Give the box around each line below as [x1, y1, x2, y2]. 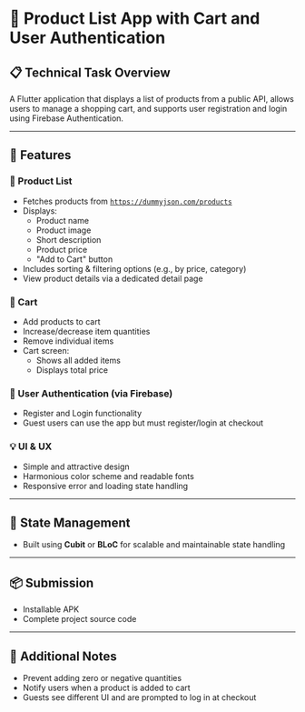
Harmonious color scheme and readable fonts [22, 470, 195, 481]
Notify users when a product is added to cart [22, 682, 191, 694]
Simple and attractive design [22, 461, 130, 472]
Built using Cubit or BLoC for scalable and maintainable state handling [22, 539, 286, 550]
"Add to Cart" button [35, 254, 113, 265]
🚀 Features [9, 147, 72, 163]
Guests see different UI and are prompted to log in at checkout [22, 692, 257, 703]
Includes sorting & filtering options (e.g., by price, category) [22, 263, 247, 274]
